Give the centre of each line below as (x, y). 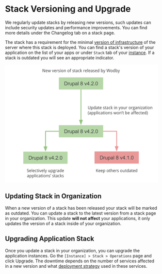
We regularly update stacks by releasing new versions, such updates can (78, 22)
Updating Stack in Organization (53, 196)
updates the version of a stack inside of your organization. (63, 223)
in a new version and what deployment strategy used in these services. (76, 266)
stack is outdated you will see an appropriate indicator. (60, 57)
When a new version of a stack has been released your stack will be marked (81, 208)
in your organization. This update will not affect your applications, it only (78, 218)
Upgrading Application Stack (50, 239)
